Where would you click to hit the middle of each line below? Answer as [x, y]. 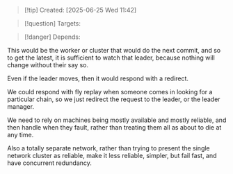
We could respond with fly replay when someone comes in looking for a [110, 92]
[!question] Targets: [53, 23]
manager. [21, 106]
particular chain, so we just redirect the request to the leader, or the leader [114, 99]
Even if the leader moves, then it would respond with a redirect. [98, 78]
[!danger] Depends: [52, 37]
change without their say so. [48, 65]
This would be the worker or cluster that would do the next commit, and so [114, 50]
